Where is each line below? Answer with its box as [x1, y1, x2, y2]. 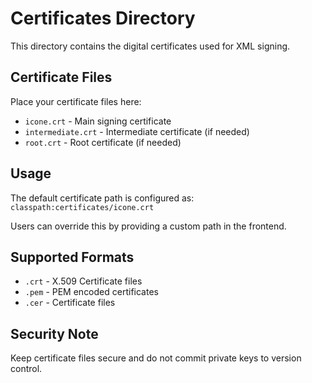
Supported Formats [10, 248, 135, 266]
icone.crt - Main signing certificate [24, 115, 172, 127]
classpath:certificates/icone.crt [10, 202, 155, 212]
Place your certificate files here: [10, 95, 142, 107]
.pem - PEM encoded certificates [24, 286, 159, 298]
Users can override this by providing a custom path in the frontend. [10, 220, 287, 232]
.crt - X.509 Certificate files [24, 275, 143, 287]
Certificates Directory [10, 7, 196, 30]
